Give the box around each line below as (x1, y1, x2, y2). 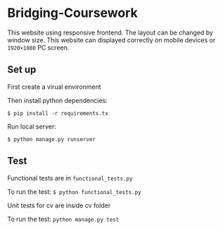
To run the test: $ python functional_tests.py (7, 187, 141, 195)
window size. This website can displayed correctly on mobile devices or (7, 35, 216, 44)
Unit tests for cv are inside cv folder (7, 201, 111, 210)
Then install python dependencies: (7, 96, 108, 104)
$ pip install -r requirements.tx (7, 109, 109, 117)
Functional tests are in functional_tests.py (7, 174, 133, 182)
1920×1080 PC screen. (7, 43, 70, 52)
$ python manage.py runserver (7, 135, 96, 143)
